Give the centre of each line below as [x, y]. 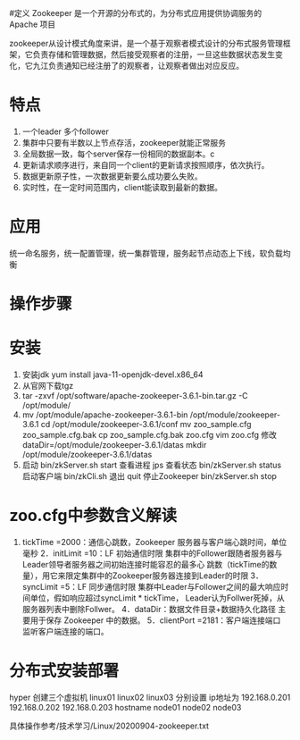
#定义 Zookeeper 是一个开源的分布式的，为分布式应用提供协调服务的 [136, 13]
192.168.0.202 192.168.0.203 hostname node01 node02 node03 [125, 707]
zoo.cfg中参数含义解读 [93, 516]
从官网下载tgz [48, 386]
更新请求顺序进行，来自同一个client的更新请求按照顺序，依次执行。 [146, 164]
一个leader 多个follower [66, 131]
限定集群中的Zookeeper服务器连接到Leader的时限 [157, 576]
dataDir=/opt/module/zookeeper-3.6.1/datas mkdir [114, 445]
